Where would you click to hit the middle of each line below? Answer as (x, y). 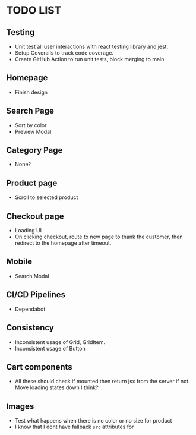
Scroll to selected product (46, 197)
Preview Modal (33, 131)
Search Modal (32, 276)
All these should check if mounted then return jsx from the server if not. (102, 382)
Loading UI (28, 231)
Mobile (19, 262)
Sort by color (31, 125)
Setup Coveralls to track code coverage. (64, 53)
